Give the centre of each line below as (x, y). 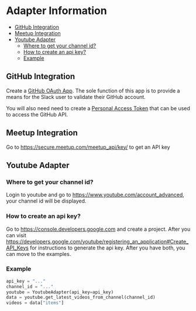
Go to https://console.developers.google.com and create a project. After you (98, 229)
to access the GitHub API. (37, 114)
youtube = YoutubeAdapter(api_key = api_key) (60, 292)
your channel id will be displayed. (46, 201)
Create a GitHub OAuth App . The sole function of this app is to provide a (93, 90)
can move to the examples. (39, 254)
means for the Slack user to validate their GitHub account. (76, 97)
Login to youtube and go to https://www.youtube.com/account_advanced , (95, 195)
